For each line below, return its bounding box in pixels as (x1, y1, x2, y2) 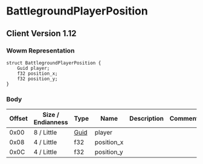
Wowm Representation (6, 46, 75, 55)
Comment (169, 115, 199, 123)
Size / (42, 110, 59, 119)
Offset (9, 115, 28, 123)
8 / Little (33, 128, 57, 137)
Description (129, 115, 164, 123)
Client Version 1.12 (6, 28, 77, 39)
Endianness (33, 118, 68, 127)
